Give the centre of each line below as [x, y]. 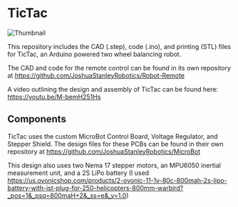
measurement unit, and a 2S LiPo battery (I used [78, 173]
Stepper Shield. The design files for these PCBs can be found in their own [115, 144]
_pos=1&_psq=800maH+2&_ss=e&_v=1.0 [67, 195]
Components [37, 119]
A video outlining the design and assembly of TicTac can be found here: [113, 89]
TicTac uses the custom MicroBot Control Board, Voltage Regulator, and [113, 136]
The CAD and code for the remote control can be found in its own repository [119, 68]
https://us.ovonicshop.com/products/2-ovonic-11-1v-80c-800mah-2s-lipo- [117, 180]
